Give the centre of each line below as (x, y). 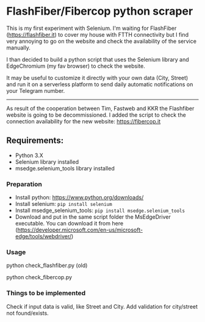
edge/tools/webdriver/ (43, 236)
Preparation (24, 184)
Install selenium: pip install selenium (63, 204)
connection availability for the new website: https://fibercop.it (84, 121)
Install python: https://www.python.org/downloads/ (79, 197)
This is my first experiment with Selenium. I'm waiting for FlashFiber (92, 28)
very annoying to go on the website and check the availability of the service (102, 41)
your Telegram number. (36, 90)
